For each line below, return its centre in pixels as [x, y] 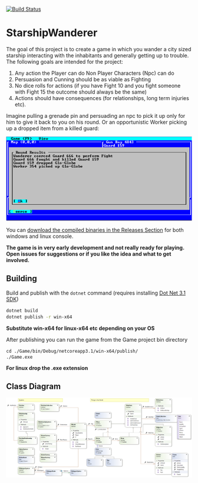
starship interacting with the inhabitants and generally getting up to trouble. [98, 55]
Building [22, 279]
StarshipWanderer [52, 33]
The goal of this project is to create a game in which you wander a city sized [99, 49]
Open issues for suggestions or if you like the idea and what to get [89, 254]
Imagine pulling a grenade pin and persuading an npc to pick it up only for [96, 115]
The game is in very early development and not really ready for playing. [95, 247]
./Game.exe [19, 357]
